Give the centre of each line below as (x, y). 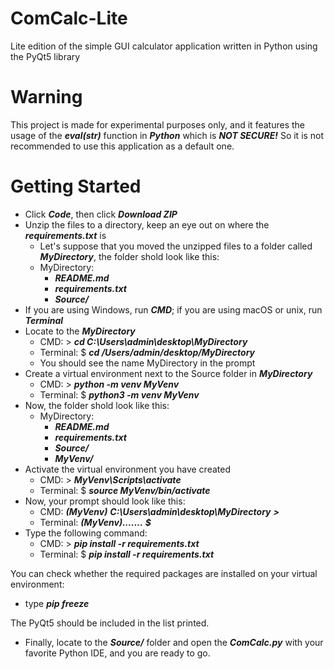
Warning (46, 97)
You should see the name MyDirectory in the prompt (147, 363)
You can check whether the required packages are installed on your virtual (164, 573)
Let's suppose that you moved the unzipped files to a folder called (176, 246)
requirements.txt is (65, 235)
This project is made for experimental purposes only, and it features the (157, 124)
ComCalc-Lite (69, 18)
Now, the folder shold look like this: (97, 405)
